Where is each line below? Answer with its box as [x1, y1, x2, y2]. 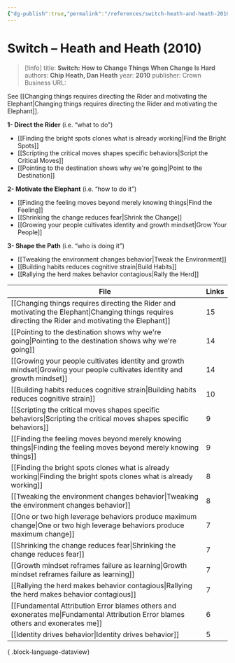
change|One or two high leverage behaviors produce [10, 520, 185, 530]
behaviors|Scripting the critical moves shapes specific [10, 413, 189, 423]
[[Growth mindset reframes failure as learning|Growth [10, 560, 187, 570]
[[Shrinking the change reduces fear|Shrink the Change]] [17, 213, 183, 221]
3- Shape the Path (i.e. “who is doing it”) [7, 241, 124, 250]
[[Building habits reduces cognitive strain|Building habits [10, 385, 197, 394]
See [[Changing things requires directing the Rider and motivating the [7, 92, 208, 100]
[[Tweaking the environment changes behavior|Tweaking [10, 491, 199, 501]
